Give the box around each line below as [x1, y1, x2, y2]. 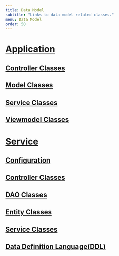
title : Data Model [5, 7, 44, 13]
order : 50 [5, 21, 26, 27]
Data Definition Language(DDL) [5, 242, 106, 251]
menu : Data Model [5, 17, 42, 22]
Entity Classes [5, 208, 52, 216]
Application [5, 44, 55, 55]
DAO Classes [5, 190, 47, 199]
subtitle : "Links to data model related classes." [5, 12, 114, 17]
